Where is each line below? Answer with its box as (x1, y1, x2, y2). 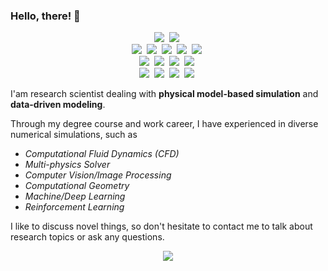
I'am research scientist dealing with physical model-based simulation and (10, 88, 319, 100)
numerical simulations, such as (10, 129, 138, 141)
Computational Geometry (24, 180, 130, 192)
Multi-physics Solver (24, 159, 111, 171)
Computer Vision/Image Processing (24, 169, 172, 181)
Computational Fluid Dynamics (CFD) (24, 148, 180, 160)
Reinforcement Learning (24, 201, 125, 213)
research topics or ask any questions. (10, 231, 165, 243)
